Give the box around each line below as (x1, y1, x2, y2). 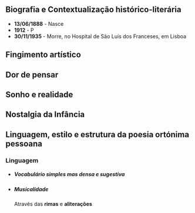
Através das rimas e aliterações (14, 201, 92, 208)
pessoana (5, 138, 42, 148)
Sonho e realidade (5, 89, 73, 99)
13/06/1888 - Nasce (14, 20, 64, 27)
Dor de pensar (5, 70, 59, 80)
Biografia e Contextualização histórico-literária (5, 5, 181, 15)
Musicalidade (14, 185, 49, 192)
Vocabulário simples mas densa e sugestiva (14, 171, 125, 178)
